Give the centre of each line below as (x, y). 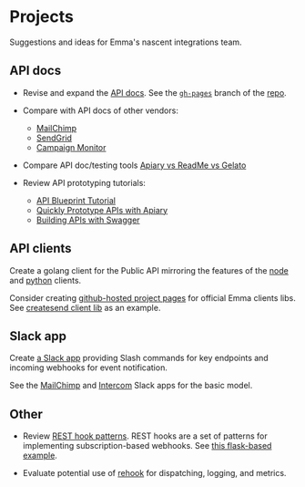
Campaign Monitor (71, 147)
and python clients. (46, 280)
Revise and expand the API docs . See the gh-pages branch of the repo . (154, 92)
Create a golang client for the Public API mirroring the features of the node (149, 270)
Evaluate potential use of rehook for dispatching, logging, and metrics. (154, 473)
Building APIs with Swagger (88, 220)
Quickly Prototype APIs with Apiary (102, 210)
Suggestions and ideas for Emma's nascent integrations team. (126, 42)
